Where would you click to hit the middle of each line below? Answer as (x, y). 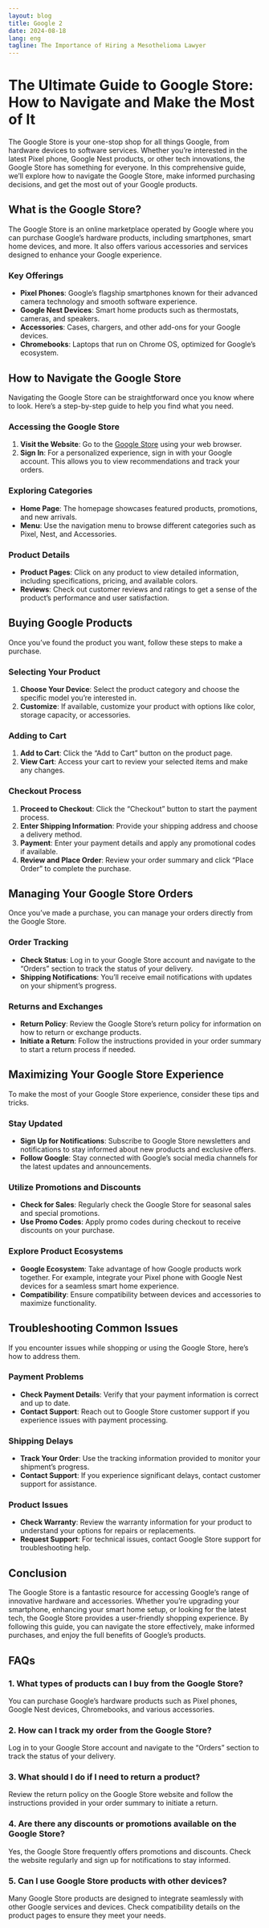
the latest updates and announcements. (86, 1167)
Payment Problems (46, 1377)
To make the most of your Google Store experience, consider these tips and (134, 1094)
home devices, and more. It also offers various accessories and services (128, 246)
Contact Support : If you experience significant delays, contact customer (140, 1476)
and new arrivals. (49, 517)
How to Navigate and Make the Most (132, 102)
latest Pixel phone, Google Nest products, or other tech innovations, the (126, 159)
